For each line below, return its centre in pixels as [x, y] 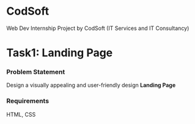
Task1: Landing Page [60, 53]
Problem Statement [36, 72]
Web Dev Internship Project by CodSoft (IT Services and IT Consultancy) [98, 28]
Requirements [28, 101]
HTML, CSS [21, 114]
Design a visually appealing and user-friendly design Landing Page [91, 85]
